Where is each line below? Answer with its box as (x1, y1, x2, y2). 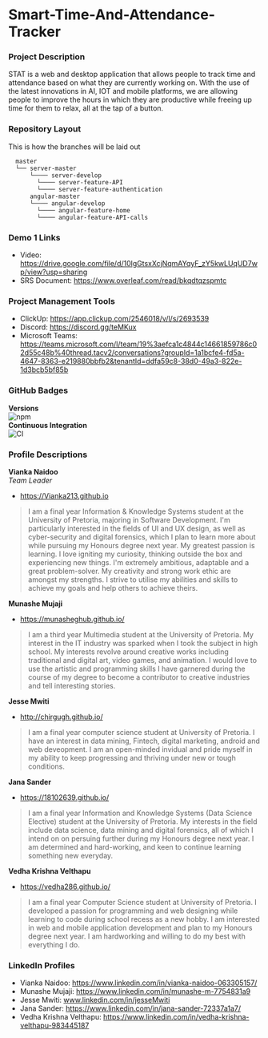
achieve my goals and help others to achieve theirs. (27, 583, 198, 592)
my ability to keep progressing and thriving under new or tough (27, 753, 236, 762)
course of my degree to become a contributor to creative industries (27, 672, 250, 682)
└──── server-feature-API (37, 178, 124, 186)
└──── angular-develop (29, 199, 106, 208)
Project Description (8, 51, 86, 63)
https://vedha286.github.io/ (19, 882, 110, 891)
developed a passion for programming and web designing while (27, 906, 238, 915)
